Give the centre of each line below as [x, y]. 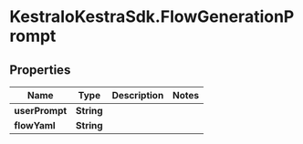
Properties [40, 70]
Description [138, 95]
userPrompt [41, 111]
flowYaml [35, 125]
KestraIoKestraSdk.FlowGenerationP [152, 17]
